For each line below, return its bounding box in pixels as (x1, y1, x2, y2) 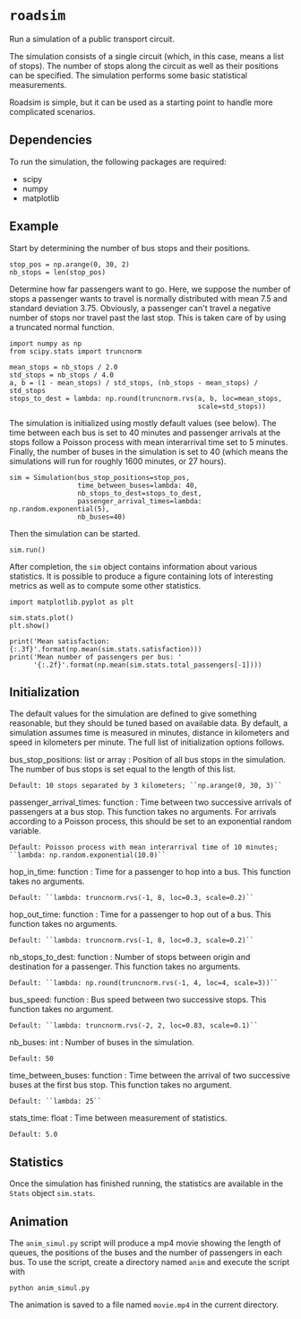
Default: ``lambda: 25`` (9, 1097, 102, 1106)
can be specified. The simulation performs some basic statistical (9, 70, 248, 81)
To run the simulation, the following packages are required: (9, 156, 227, 167)
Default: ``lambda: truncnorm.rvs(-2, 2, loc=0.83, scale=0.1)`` (9, 1021, 258, 1030)
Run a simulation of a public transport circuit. (9, 33, 175, 44)
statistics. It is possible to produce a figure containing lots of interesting (9, 571, 273, 581)
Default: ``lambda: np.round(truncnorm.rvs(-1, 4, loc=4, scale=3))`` (9, 979, 279, 988)
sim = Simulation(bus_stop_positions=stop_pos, (9, 473, 191, 482)
